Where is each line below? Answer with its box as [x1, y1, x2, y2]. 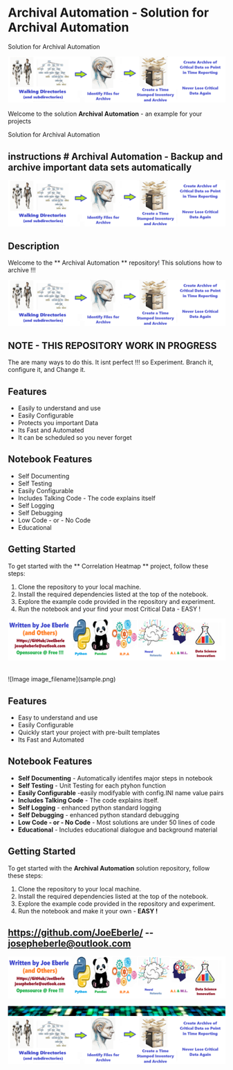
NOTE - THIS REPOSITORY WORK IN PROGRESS [8, 339, 217, 351]
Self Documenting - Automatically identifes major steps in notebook [17, 774, 213, 782]
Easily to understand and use [17, 404, 101, 413]
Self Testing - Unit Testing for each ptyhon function [17, 781, 167, 790]
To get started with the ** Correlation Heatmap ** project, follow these [8, 562, 209, 570]
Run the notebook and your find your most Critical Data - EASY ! [17, 605, 201, 613]
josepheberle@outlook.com [8, 937, 131, 949]
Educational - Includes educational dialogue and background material [17, 826, 218, 834]
